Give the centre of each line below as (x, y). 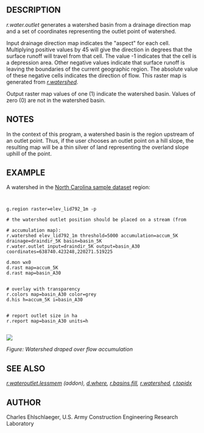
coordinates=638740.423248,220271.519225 (60, 252)
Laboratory (20, 424)
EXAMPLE (26, 173)
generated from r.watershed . (42, 82)
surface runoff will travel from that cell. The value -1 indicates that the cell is (101, 56)
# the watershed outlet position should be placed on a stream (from (97, 220)
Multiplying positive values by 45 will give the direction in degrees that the (99, 49)
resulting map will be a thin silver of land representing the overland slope (97, 147)
